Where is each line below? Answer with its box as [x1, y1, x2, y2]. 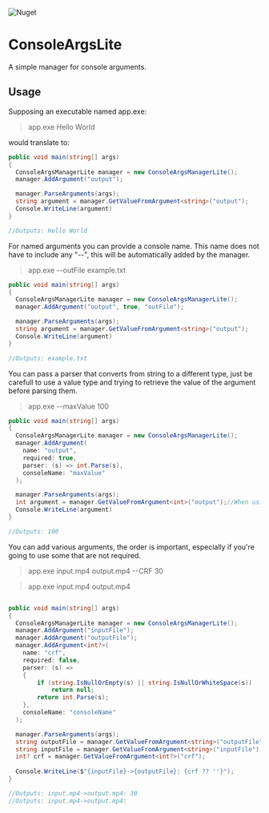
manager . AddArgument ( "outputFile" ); [15, 634, 138, 642]
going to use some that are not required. [8, 550, 142, 560]
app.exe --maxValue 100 [27, 401, 110, 411]
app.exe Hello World [27, 122, 95, 131]
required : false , [22, 656, 81, 664]
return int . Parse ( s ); [37, 694, 110, 702]
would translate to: [8, 137, 70, 147]
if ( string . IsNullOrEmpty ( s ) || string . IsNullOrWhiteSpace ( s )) [37, 678, 252, 686]
